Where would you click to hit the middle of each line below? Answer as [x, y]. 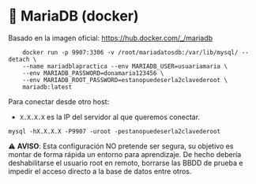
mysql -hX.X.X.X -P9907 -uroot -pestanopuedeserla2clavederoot [115, 131]
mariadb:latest [47, 87]
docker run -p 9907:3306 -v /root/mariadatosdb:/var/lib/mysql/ [130, 52]
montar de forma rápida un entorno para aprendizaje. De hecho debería [125, 154]
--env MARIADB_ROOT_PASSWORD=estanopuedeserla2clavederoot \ [125, 80]
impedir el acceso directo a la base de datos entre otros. [100, 171]
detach [19, 59]
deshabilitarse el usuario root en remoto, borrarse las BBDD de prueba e [126, 163]
